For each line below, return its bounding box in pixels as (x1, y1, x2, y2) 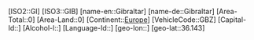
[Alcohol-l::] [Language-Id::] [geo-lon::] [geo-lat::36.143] (22, 24, 205, 32)
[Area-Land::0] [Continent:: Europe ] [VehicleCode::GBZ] (36, 15, 216, 24)
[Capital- (217, 15, 247, 24)
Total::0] (8, 15, 35, 24)
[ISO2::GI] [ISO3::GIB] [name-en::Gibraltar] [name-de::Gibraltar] (8, 7, 215, 16)
